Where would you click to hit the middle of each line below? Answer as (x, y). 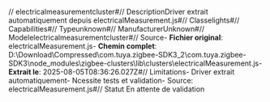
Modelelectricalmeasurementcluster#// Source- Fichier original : (116, 37)
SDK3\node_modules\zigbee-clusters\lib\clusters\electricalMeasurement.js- (135, 63)
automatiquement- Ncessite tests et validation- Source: (101, 81)
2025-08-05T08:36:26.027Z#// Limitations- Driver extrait (139, 72)
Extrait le (24, 72)
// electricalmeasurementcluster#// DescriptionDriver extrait (108, 12)
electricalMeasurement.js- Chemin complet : (83, 46)
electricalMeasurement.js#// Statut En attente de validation (107, 89)
